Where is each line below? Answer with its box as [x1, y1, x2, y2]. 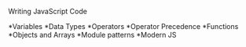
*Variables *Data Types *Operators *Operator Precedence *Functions [8, 22, 239, 31]
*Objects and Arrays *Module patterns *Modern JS [8, 31, 177, 39]
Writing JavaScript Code [8, 7, 88, 16]
